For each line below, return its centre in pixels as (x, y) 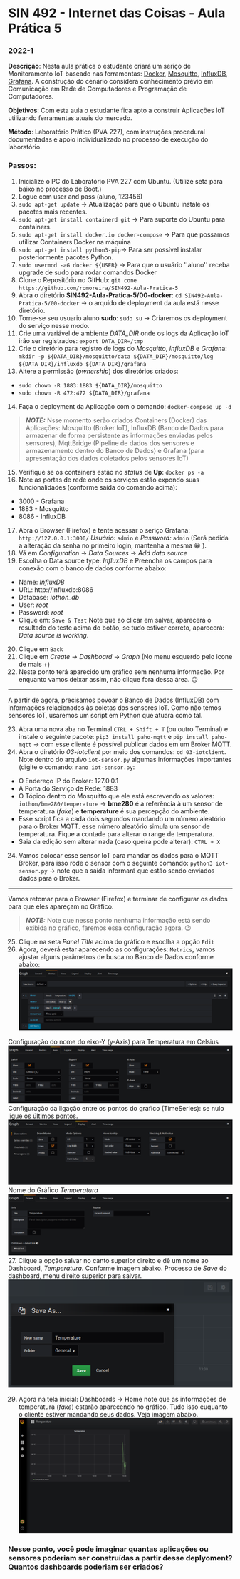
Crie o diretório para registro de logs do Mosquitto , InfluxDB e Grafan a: (122, 348)
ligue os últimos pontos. (43, 1116)
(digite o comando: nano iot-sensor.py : (77, 767)
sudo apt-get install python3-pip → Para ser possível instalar (110, 249)
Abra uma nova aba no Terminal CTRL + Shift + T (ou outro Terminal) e (123, 729)
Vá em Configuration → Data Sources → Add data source (103, 553)
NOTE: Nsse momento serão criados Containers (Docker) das (116, 420)
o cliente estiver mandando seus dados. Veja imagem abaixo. (108, 1414)
